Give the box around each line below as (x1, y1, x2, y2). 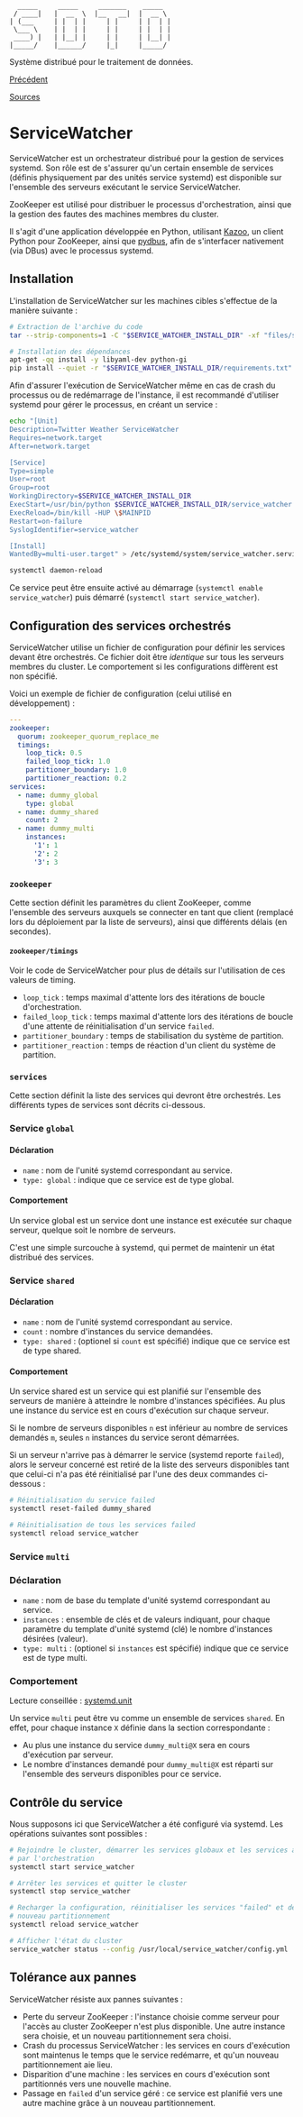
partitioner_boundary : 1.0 (25, 765, 127, 774)
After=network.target (9, 442, 91, 451)
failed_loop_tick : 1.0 (25, 757, 111, 766)
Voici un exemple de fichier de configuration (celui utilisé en (9, 688, 233, 699)
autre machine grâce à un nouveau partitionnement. (22, 2097, 216, 2108)
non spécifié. (9, 670, 59, 682)
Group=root (9, 483, 50, 492)
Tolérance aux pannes (9, 1970, 137, 1985)
